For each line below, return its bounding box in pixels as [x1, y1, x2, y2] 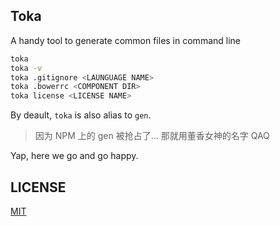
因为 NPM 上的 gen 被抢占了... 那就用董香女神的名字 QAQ [34, 130, 270, 142]
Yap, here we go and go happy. [10, 150, 139, 162]
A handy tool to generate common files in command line [10, 34, 241, 46]
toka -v [10, 63, 43, 73]
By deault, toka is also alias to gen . [10, 109, 152, 121]
